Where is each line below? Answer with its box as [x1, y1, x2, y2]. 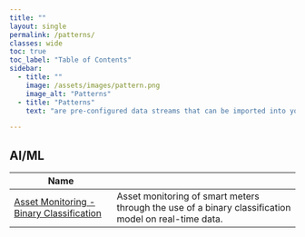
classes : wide [9, 38, 64, 48]
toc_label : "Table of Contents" [9, 55, 132, 64]
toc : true [9, 47, 47, 56]
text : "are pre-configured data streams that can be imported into [25, 106, 286, 115]
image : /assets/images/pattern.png [25, 81, 161, 90]
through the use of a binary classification [116, 202, 291, 214]
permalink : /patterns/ [9, 30, 95, 39]
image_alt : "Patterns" [25, 89, 112, 98]
